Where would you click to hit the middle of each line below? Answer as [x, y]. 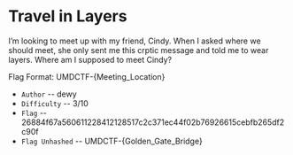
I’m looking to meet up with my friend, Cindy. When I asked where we [135, 41]
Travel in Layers [68, 16]
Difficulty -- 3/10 [55, 103]
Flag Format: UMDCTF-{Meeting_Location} [87, 76]
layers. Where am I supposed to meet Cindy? [90, 59]
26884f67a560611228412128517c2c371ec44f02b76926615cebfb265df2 [153, 122]
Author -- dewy [49, 94]
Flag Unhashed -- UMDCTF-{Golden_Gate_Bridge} [112, 141]
